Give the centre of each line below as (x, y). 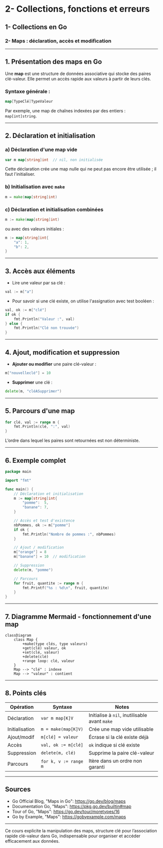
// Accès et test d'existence (44, 521)
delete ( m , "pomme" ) (33, 570)
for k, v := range (62, 761)
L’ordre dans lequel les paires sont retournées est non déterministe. (73, 441)
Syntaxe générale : (28, 91)
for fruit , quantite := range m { (49, 583)
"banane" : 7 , (36, 508)
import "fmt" (18, 480)
